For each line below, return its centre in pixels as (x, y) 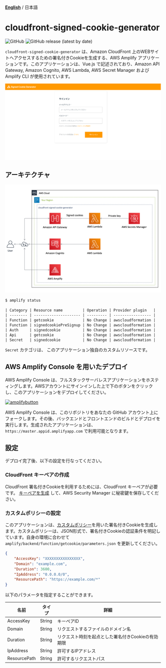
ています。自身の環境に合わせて (38, 537)
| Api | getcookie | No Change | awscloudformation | (80, 335)
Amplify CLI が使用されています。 (39, 76)
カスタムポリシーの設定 (33, 513)
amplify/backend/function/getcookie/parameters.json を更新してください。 (83, 544)
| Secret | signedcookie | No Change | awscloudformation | (80, 340)
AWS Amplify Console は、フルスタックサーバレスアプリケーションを (76, 380)
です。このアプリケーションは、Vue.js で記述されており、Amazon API (89, 64)
